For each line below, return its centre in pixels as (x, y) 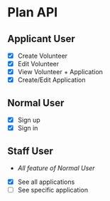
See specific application (53, 190)
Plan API (33, 12)
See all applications (46, 182)
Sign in (28, 128)
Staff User (30, 151)
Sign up (29, 120)
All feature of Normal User (56, 168)
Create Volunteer (43, 56)
